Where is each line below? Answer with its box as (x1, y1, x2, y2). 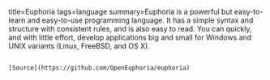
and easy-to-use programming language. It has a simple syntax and (27, 15, 254, 25)
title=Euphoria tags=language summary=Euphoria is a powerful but (8, 7, 233, 16)
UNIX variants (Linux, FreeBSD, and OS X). (8, 41, 150, 51)
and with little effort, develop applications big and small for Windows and (8, 32, 252, 42)
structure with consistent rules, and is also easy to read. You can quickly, (8, 24, 252, 33)
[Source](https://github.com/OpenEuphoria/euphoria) (8, 64, 191, 72)
